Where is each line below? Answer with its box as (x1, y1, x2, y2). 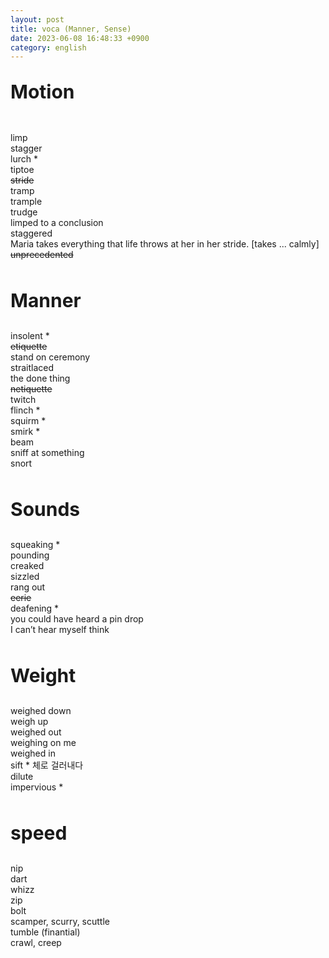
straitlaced (10, 362, 55, 374)
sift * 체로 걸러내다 (10, 759, 84, 771)
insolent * (10, 330, 50, 342)
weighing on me (10, 737, 77, 749)
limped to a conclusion (10, 217, 104, 229)
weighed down (10, 705, 72, 717)
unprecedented (10, 249, 74, 261)
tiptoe (10, 164, 35, 176)
